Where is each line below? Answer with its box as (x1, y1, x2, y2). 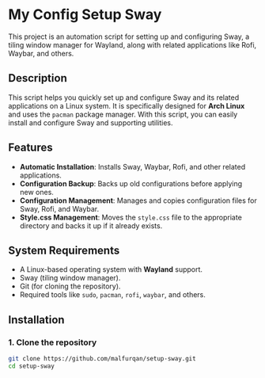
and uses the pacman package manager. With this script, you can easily (8, 109, 238, 119)
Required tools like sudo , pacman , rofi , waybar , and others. (19, 290, 206, 300)
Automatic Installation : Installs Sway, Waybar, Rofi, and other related (19, 162, 246, 171)
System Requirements (8, 243, 120, 257)
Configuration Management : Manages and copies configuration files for (19, 196, 257, 205)
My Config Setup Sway (8, 6, 162, 24)
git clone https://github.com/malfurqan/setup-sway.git (8, 355, 196, 363)
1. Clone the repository (8, 337, 97, 348)
